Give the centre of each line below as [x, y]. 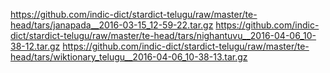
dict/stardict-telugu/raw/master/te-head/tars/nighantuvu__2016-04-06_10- [163, 35]
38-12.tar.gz [35, 46]
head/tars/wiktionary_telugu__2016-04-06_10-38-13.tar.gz [129, 57]
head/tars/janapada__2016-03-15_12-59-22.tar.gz [112, 25]
